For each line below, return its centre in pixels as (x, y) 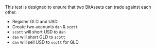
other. (11, 12)
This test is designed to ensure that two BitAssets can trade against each (78, 7)
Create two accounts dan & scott (45, 27)
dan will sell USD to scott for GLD (45, 42)
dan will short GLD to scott (39, 37)
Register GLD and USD (35, 22)
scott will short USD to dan (39, 32)
